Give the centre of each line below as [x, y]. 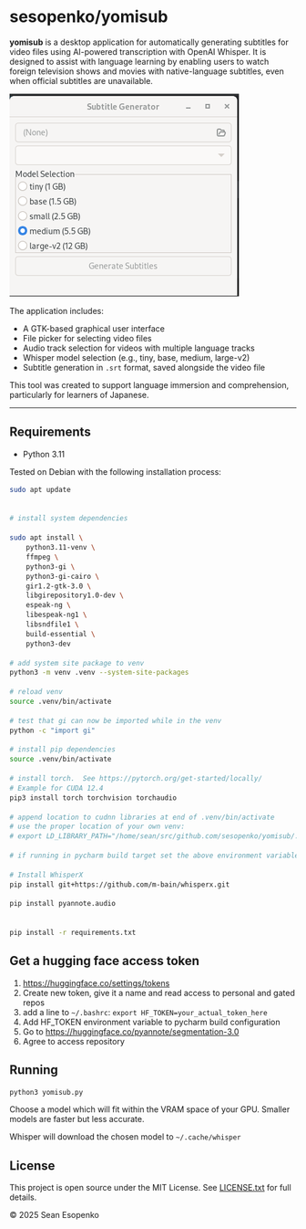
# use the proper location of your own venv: [97, 827]
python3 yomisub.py [46, 1092]
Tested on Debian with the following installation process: [115, 471]
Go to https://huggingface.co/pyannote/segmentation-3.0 [131, 1031]
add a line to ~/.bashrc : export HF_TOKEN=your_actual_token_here [145, 1012]
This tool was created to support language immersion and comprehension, [149, 384]
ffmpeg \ [42, 557]
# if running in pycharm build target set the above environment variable [154, 856]
